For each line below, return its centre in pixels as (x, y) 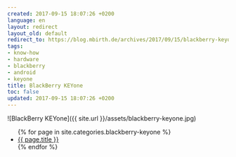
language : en (26, 20)
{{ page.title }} (38, 139)
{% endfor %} (38, 147)
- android (22, 72)
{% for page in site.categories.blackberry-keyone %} (94, 132)
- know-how (23, 53)
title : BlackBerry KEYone (45, 86)
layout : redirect (33, 27)
